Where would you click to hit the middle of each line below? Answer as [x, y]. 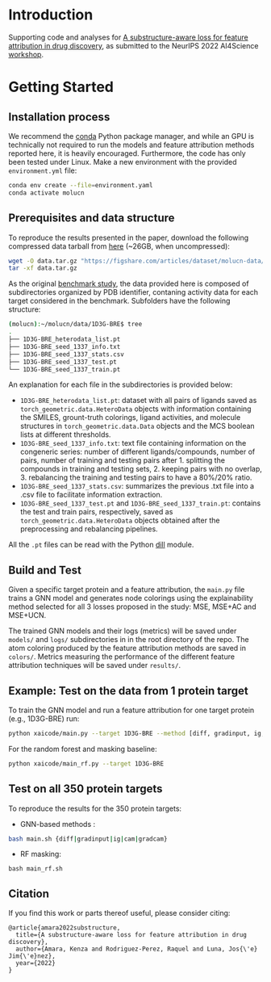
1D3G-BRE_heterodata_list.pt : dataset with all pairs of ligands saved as [138, 401]
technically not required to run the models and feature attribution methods [131, 145]
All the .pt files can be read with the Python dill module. [101, 545]
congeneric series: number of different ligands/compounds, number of [138, 452]
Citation [29, 894]
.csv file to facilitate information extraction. [91, 495]
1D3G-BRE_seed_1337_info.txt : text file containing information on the [133, 443]
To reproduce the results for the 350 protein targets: [95, 808]
